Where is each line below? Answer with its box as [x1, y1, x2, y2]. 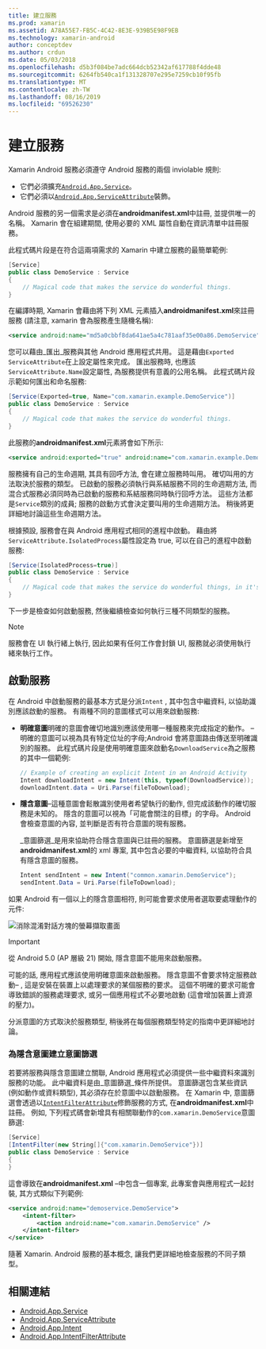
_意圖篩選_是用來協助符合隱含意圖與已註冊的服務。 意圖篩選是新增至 [19, 836, 244, 845]
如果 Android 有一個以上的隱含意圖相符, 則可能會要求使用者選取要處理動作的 [8, 895, 257, 904]
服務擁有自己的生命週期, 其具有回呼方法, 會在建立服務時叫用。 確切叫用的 [8, 469, 247, 478]
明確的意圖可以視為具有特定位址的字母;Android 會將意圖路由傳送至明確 [19, 732, 251, 743]
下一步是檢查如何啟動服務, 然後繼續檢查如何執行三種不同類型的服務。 [8, 605, 234, 616]
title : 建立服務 [8, 11, 57, 20]
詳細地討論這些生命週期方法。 [8, 508, 105, 518]
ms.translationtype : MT [8, 78, 87, 86]
